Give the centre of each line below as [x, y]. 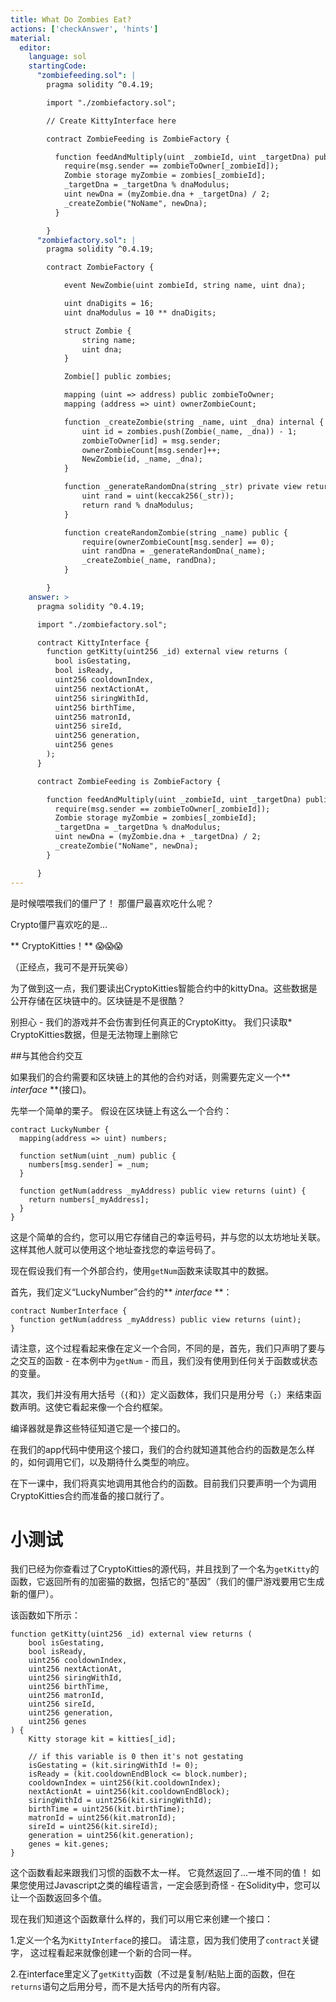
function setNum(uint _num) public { [98, 1156]
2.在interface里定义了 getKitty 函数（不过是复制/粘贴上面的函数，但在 [153, 1974]
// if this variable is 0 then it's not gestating [136, 1757]
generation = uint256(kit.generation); [111, 1836]
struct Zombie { [97, 331]
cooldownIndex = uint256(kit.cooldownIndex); [125, 1783]
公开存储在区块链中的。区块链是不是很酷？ [98, 1000]
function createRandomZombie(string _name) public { [175, 532]
